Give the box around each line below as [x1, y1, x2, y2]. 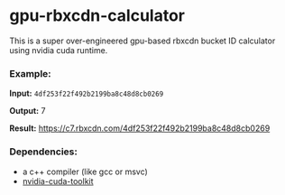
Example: [9, 67, 51, 79]
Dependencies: [9, 145, 78, 158]
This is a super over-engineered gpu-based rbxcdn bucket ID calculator [9, 35, 276, 46]
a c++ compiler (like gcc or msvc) [22, 166, 149, 177]
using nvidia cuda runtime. [9, 44, 108, 55]
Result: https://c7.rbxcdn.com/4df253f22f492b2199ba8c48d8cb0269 [9, 123, 271, 134]
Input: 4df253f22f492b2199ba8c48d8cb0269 [9, 88, 164, 99]
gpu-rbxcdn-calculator [9, 5, 186, 26]
